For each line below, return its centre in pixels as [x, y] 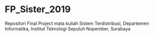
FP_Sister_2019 [38, 9]
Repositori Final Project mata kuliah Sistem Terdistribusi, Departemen [77, 23]
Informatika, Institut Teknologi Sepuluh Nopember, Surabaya [68, 28]
